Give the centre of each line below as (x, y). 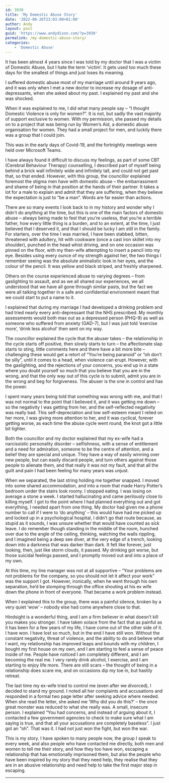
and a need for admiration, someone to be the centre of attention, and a (79, 449)
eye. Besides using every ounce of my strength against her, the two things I (83, 255)
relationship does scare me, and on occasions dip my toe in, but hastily (79, 670)
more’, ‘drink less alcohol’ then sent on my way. (54, 328)
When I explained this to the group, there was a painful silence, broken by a (83, 601)
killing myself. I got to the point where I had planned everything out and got (83, 501)
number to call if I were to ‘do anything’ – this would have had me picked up (83, 512)
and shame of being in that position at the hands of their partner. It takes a (82, 187)
